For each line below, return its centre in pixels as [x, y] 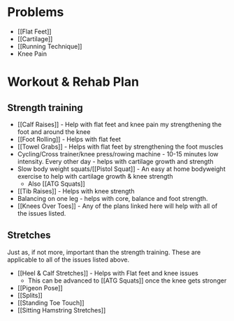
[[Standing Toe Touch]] [51, 303]
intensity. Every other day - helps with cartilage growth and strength [116, 161]
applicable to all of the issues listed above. [68, 260]
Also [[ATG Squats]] [56, 184]
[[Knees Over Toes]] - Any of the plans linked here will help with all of [117, 206]
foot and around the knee [54, 132]
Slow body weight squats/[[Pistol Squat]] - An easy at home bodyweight [121, 169]
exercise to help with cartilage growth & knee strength [95, 176]
